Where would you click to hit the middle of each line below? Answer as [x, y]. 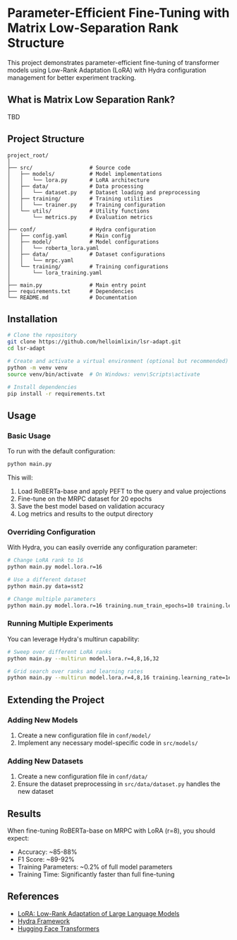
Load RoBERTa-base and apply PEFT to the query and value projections [122, 491]
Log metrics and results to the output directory [85, 513]
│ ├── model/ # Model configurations [83, 242]
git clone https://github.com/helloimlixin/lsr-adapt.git [94, 342]
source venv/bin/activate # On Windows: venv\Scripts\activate [104, 374]
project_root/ [28, 155]
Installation [32, 319]
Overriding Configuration [51, 532]
